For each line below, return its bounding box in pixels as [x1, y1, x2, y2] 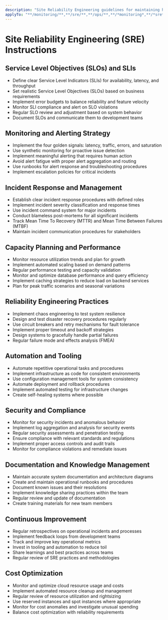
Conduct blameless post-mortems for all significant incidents [12, 213, 138, 219]
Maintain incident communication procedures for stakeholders [12, 229, 141, 235]
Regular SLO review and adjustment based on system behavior [12, 109, 142, 115]
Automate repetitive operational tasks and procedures [12, 365, 124, 371]
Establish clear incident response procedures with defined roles [12, 197, 144, 203]
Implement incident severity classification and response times [12, 202, 140, 208]
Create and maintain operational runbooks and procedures [12, 479, 133, 485]
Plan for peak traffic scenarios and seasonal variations [12, 283, 125, 289]
